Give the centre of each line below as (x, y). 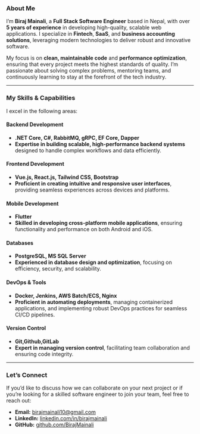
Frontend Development (35, 164)
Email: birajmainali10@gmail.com (55, 412)
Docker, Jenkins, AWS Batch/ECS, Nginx (66, 295)
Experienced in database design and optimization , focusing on (93, 262)
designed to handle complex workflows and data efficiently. (88, 150)
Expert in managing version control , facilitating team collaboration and (102, 347)
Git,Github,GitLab (37, 341)
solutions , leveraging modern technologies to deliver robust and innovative (99, 40)
